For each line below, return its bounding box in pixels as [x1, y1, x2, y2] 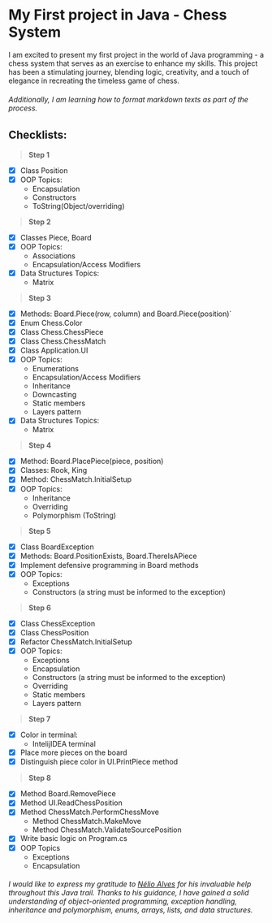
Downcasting [32, 390, 77, 400]
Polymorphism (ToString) [32, 510, 116, 520]
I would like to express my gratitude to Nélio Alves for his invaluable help [8, 879, 252, 889]
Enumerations [32, 364, 80, 374]
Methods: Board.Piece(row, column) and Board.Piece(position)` [19, 309, 232, 318]
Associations [32, 250, 76, 261]
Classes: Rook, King [19, 466, 88, 475]
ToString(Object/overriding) [32, 201, 125, 210]
